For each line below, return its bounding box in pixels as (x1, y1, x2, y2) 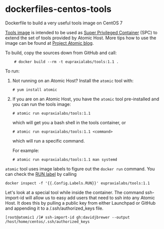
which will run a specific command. (12, 138, 85, 144)
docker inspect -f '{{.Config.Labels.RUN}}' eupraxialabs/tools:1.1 (5, 180, 150, 186)
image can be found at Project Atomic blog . (5, 40, 94, 46)
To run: (5, 68, 20, 74)
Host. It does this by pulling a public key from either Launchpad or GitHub (5, 200, 156, 206)
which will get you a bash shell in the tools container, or (12, 119, 126, 125)
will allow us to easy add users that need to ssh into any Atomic (25, 195, 155, 201)
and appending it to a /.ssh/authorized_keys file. (5, 205, 103, 211)
